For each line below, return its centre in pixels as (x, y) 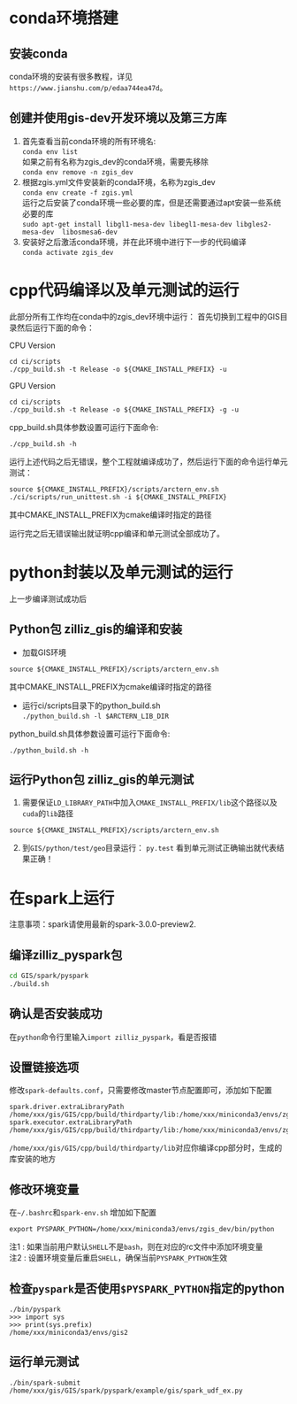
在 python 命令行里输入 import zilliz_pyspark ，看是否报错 (113, 1037)
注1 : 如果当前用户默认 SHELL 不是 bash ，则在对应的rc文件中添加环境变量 (136, 1247)
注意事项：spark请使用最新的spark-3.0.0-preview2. (103, 924)
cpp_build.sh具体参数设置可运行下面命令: (84, 427)
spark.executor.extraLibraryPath (71, 1122)
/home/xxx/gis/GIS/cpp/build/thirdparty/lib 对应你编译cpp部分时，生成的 (146, 1148)
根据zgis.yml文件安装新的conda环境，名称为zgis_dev (118, 181)
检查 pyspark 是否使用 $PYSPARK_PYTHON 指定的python (147, 1288)
